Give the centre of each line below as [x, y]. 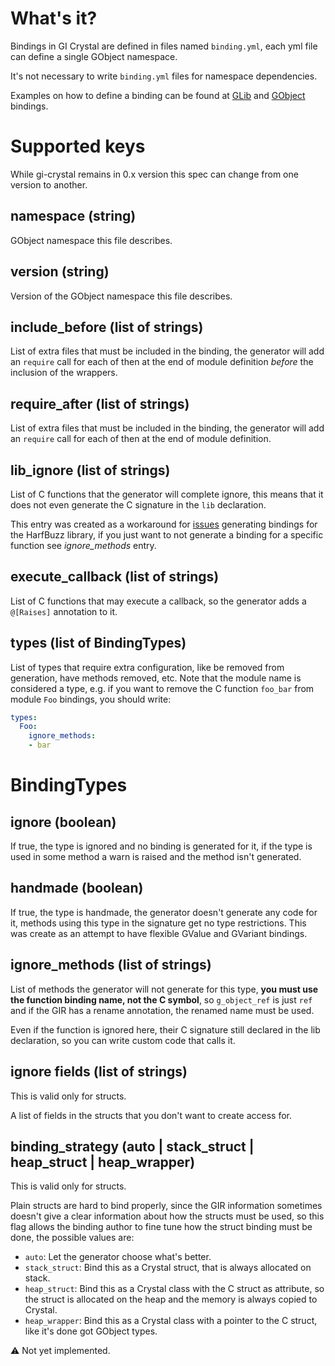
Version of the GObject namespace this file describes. [121, 296]
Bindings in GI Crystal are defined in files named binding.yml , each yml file [164, 46]
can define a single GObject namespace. [94, 56]
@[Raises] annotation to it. [64, 611]
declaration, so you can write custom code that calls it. [123, 1040]
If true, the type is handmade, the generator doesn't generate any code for [164, 912]
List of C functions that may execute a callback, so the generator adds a [158, 601]
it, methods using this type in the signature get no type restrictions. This [158, 923]
